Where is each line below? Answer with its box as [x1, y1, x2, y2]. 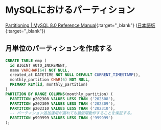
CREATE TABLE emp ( [5, 58, 47, 63]
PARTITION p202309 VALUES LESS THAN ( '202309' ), [10, 101, 116, 106]
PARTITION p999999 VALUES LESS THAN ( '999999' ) [10, 116, 113, 121]
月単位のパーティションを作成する [5, 44, 112, 53]
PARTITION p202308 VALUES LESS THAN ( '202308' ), [10, 96, 116, 101]
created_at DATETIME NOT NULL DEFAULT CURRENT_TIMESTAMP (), [10, 72, 141, 78]
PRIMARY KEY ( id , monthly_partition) [10, 82, 88, 87]
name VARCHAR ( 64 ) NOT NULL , [10, 67, 70, 73]
